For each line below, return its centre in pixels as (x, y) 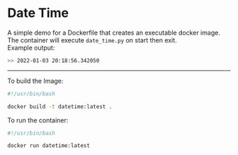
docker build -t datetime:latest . (60, 107)
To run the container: (38, 120)
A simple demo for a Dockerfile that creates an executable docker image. (114, 33)
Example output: (31, 47)
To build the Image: (35, 81)
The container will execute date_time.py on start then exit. (92, 40)
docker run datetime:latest (49, 146)
